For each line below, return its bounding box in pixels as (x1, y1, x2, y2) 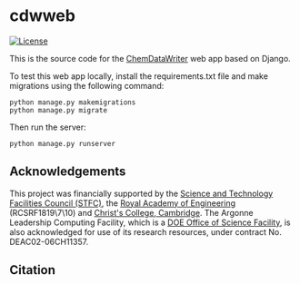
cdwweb (9, 5, 75, 26)
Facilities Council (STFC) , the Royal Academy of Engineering (9, 197, 236, 209)
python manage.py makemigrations (9, 97, 136, 107)
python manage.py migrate (9, 105, 107, 114)
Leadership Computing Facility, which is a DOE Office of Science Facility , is (9, 217, 291, 228)
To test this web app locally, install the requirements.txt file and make (9, 70, 268, 82)
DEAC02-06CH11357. (9, 236, 89, 247)
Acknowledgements (9, 164, 126, 180)
